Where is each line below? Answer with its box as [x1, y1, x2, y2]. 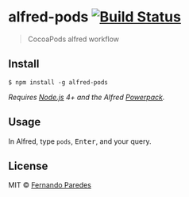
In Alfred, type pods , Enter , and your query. [8, 136, 152, 146]
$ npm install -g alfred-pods [8, 78, 109, 87]
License [8, 159, 48, 172]
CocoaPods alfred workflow [27, 34, 120, 44]
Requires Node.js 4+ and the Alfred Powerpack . [8, 92, 165, 102]
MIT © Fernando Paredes [8, 180, 91, 190]
